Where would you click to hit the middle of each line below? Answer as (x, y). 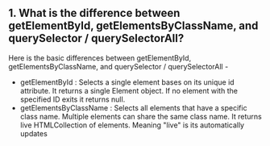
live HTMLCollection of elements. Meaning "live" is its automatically (132, 125)
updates (34, 133)
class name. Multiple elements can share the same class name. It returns (141, 116)
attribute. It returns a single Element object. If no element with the (129, 90)
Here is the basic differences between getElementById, (100, 58)
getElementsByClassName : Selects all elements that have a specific (133, 107)
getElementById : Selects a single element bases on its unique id (127, 82)
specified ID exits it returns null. (73, 99)
